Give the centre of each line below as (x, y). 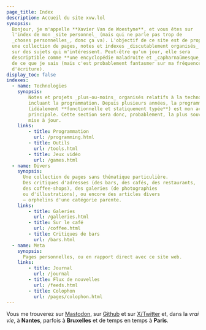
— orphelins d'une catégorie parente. (72, 200)
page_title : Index (30, 12)
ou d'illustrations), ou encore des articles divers (91, 194)
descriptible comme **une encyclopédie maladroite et (82, 58)
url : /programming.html (64, 137)
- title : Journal (50, 268)
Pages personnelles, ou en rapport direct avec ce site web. (102, 257)
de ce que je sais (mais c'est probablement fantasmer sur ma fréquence (107, 63)
